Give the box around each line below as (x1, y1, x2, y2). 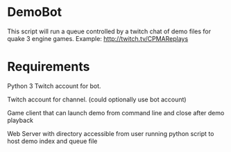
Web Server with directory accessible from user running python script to (7, 129, 214, 137)
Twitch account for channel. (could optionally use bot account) (7, 95, 187, 103)
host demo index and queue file (7, 137, 98, 145)
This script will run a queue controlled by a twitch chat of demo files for (7, 27, 212, 35)
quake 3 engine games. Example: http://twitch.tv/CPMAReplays (7, 34, 189, 42)
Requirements (7, 59, 90, 75)
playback (7, 116, 33, 124)
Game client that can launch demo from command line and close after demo (7, 108, 225, 117)
